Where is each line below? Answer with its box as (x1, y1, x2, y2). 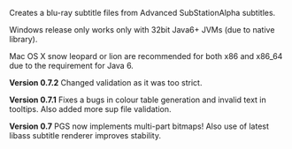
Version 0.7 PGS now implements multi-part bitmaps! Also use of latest (9, 121, 270, 131)
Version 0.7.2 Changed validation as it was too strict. (9, 78, 203, 87)
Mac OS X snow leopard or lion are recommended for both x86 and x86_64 (9, 51, 283, 61)
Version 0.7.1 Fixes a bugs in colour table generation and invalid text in (9, 94, 267, 105)
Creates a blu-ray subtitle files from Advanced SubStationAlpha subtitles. (9, 8, 276, 18)
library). (9, 34, 38, 44)
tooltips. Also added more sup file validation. (9, 104, 172, 114)
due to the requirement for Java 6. (9, 61, 134, 71)
